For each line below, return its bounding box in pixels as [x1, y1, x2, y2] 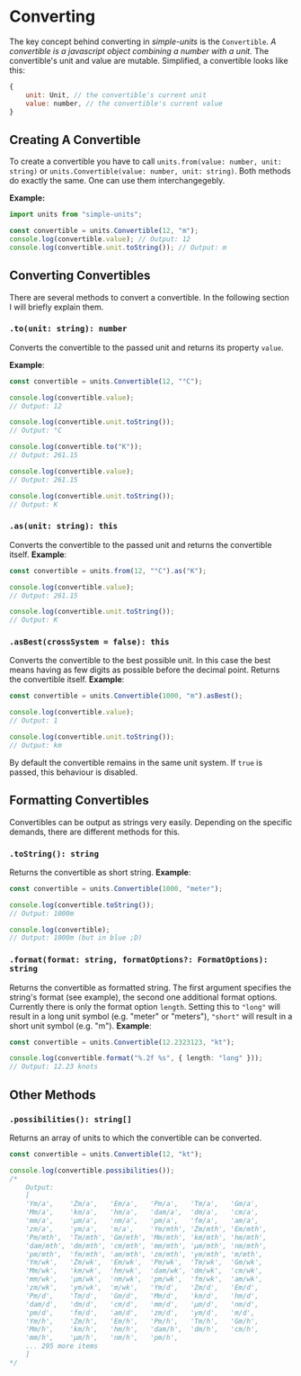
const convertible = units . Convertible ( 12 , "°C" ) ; [9, 376, 203, 386]
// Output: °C [9, 426, 63, 436]
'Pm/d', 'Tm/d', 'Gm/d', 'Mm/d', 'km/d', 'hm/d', [25, 1291, 259, 1300]
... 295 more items [25, 1342, 99, 1351]
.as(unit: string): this [9, 521, 119, 532]
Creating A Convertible [9, 132, 141, 148]
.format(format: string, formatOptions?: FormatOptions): [9, 955, 269, 965]
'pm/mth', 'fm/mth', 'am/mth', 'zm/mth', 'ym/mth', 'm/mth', [25, 1249, 263, 1259]
